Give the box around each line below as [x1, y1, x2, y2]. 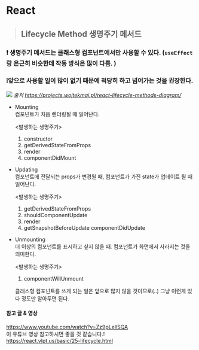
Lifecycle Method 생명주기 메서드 [20, 29, 142, 39]
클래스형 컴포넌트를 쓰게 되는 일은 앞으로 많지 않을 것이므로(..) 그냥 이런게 [14, 287, 186, 294]
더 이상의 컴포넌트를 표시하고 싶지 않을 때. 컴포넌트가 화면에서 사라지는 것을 [14, 243, 191, 250]
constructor [23, 135, 53, 142]
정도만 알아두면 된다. [21, 294, 70, 302]
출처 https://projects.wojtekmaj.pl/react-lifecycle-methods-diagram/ [13, 91, 182, 99]
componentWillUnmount [23, 275, 84, 282]
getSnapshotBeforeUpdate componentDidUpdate [23, 224, 145, 231]
